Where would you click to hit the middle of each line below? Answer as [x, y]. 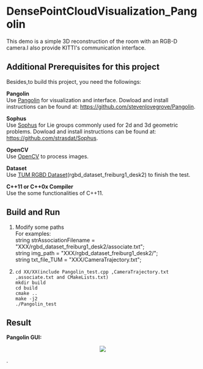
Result [19, 322]
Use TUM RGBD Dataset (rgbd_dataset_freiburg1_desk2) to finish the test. [98, 174]
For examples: [33, 233]
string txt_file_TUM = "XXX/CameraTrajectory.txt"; [78, 259]
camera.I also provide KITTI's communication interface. [76, 48]
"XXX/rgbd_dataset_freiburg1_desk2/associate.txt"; [80, 247]
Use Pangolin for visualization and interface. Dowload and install [87, 100]
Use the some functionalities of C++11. [55, 193]
